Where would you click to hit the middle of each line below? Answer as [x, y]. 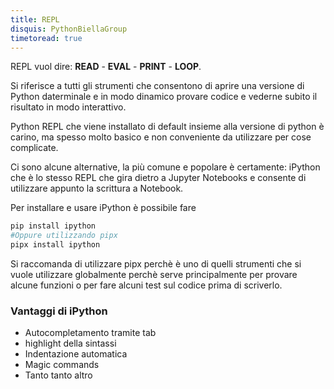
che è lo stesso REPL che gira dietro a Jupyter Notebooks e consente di [158, 178]
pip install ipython [53, 226]
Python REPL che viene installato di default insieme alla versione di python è [167, 127]
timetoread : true [46, 38]
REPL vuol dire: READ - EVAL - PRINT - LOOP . [106, 67]
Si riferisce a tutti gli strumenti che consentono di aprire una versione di [157, 86]
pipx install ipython [55, 245]
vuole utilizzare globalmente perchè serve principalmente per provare [154, 274]
